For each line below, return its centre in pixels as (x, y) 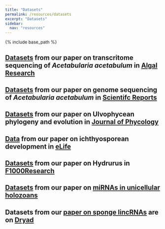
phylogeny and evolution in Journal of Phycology (82, 122)
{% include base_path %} (31, 42)
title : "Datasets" (24, 10)
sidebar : (14, 23)
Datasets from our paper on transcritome (69, 57)
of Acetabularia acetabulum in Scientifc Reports (81, 97)
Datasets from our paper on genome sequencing (81, 90)
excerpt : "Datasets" (26, 19)
